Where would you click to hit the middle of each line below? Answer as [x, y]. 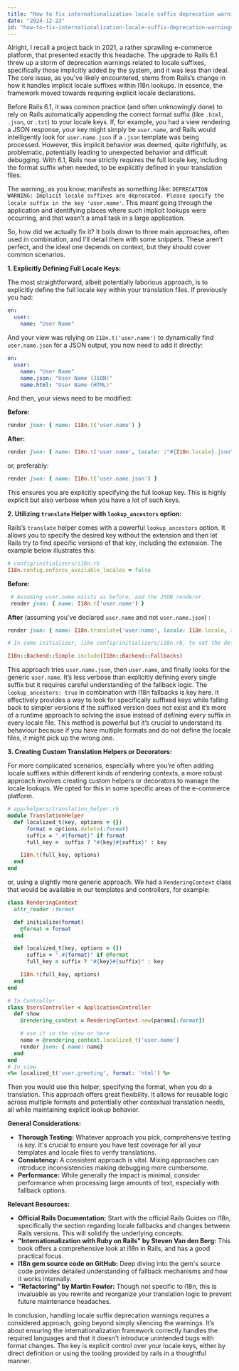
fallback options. [42, 1190]
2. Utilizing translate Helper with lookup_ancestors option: [95, 514]
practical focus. [41, 1256]
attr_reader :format [44, 909]
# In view [22, 1067]
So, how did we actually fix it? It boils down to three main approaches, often [118, 232]
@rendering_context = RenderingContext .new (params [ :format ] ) [112, 1021]
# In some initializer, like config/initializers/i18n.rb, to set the [114, 643]
